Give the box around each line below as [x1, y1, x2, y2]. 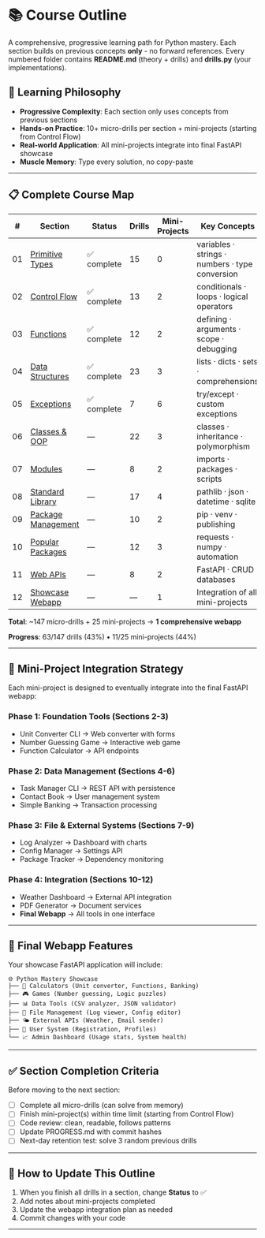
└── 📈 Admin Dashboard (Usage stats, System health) [8, 1034, 188, 1042]
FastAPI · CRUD [196, 564, 255, 575]
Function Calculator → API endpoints [19, 746, 140, 755]
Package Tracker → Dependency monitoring [19, 855, 164, 864]
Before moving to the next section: [8, 1085, 121, 1094]
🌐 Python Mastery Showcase [8, 975, 99, 983]
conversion [196, 268, 238, 279]
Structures [30, 371, 69, 382]
